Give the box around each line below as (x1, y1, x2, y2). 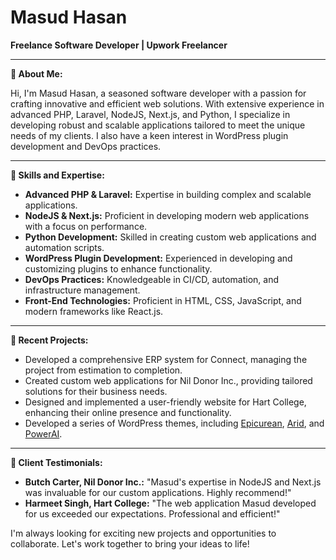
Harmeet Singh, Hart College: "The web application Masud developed (24, 497, 317, 509)
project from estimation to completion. (24, 364, 183, 376)
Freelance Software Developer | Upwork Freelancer (10, 39, 228, 51)
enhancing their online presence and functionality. (24, 406, 232, 418)
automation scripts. (24, 241, 105, 253)
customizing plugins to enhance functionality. (24, 262, 213, 275)
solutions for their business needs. (24, 385, 168, 397)
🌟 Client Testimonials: (10, 456, 103, 468)
